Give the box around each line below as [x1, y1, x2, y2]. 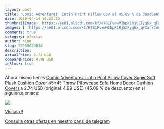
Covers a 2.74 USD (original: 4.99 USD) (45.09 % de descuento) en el [5, 85, 145, 91]
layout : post [5, 7, 32, 12]
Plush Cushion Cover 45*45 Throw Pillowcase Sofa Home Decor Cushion [5, 80, 153, 86]
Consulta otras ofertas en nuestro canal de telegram [5, 118, 110, 124]
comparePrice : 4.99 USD [5, 57, 54, 62]
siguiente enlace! [5, 91, 40, 96]
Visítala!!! [5, 109, 23, 115]
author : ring [5, 39, 32, 44]
